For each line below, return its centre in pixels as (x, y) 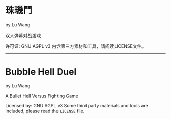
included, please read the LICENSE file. (45, 111)
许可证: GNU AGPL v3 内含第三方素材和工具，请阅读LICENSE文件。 (76, 46)
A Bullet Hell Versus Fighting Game (42, 96)
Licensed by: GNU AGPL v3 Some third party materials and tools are (77, 105)
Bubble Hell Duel (41, 72)
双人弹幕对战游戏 (23, 35)
